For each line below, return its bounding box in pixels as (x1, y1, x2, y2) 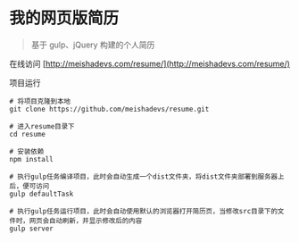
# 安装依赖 (9, 146, 45, 156)
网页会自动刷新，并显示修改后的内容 (29, 216, 143, 225)
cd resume (9, 129, 46, 138)
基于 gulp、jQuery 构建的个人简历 (30, 39, 155, 50)
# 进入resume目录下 (9, 121, 75, 130)
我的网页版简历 (9, 8, 120, 29)
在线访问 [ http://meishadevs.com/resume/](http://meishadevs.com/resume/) (9, 58, 290, 69)
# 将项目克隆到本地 (9, 96, 71, 105)
